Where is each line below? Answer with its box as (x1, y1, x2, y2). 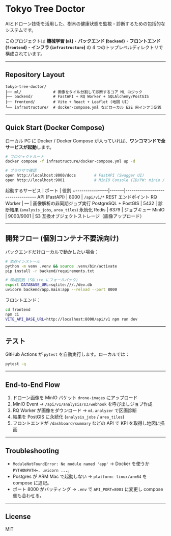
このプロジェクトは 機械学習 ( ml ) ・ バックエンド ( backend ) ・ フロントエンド (5, 38, 161, 44)
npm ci (5, 312, 19, 317)
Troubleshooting (5, 446, 60, 455)
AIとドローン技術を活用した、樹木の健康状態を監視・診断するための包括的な (5, 20, 165, 27)
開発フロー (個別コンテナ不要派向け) (5, 234, 119, 243)
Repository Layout (5, 70, 65, 79)
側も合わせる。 (12, 492, 44, 498)
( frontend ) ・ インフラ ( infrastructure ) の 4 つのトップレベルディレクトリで (5, 44, 163, 50)
